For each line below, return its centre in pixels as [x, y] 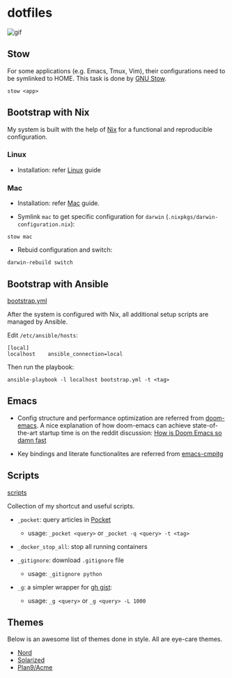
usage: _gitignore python [65, 573]
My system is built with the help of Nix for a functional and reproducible [110, 129]
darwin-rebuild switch [40, 263]
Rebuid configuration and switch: [65, 250]
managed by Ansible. [38, 322]
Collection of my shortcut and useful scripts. [71, 506]
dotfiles [30, 13]
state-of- [205, 425]
